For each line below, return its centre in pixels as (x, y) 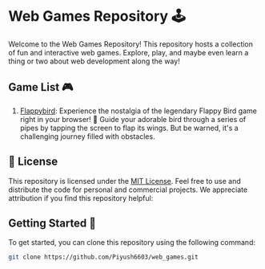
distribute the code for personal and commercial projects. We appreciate (128, 190)
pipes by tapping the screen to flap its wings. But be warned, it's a (129, 128)
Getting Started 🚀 (52, 223)
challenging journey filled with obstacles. (87, 136)
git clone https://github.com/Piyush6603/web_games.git (103, 257)
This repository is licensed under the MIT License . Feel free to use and (125, 181)
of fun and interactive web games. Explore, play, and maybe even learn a (128, 52)
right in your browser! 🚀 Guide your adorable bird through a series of (133, 119)
